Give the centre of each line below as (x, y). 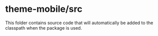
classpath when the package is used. (44, 28)
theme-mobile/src (44, 9)
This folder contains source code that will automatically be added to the (79, 23)
